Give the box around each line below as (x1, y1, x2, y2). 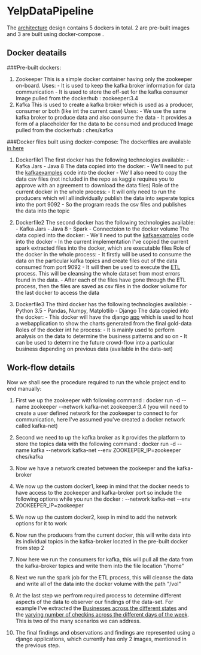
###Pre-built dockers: (7, 64, 62, 71)
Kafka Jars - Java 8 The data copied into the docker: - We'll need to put (15, 162, 193, 169)
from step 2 (15, 544, 44, 551)
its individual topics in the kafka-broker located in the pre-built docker (15, 537, 188, 545)
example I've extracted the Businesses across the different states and (15, 605, 188, 612)
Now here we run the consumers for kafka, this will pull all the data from (15, 555, 193, 563)
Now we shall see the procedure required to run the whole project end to (7, 378, 186, 385)
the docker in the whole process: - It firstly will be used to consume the (15, 250, 191, 258)
